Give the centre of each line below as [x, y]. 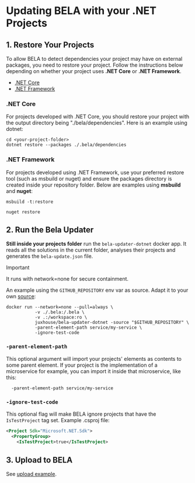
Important [18, 268]
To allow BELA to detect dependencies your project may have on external [94, 59]
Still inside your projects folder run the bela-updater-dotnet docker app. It [96, 244]
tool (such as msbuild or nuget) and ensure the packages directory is [89, 178]
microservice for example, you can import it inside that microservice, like [93, 371]
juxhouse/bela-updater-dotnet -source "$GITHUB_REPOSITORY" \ [112, 323]
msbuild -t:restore [30, 202]
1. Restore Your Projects [50, 45]
